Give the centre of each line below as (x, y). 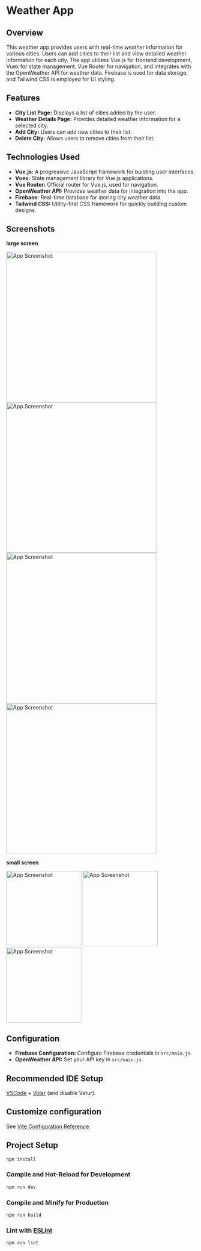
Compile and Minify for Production (58, 1202)
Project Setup (32, 1145)
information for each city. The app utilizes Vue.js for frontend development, (99, 60)
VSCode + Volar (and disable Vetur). (51, 1093)
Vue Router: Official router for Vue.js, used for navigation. (86, 184)
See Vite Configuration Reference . (49, 1126)
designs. (25, 210)
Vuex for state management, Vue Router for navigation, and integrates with (99, 66)
